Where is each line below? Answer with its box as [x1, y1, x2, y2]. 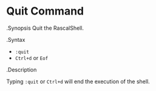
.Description [6, 66, 37, 73]
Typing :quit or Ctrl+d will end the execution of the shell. [6, 78, 150, 85]
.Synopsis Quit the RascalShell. [6, 24, 84, 32]
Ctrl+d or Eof [15, 54, 49, 61]
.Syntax [6, 36, 25, 43]
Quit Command [6, 4, 84, 18]
